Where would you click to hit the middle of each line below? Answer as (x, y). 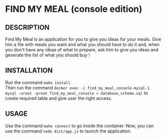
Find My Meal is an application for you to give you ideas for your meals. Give (83, 39)
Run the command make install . (38, 82)
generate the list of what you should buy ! (48, 55)
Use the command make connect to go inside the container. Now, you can (79, 126)
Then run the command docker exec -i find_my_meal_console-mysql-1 (77, 88)
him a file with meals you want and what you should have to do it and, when (83, 45)
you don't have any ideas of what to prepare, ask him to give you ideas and (82, 50)
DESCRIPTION (27, 27)
